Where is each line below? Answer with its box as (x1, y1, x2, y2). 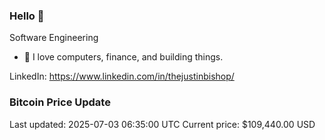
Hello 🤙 (9, 9, 45, 23)
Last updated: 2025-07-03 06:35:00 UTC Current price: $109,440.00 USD (9, 118, 316, 130)
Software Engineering (9, 32, 99, 44)
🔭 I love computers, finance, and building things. (23, 51, 224, 63)
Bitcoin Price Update (9, 95, 111, 109)
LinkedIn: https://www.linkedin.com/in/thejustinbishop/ (9, 70, 235, 83)
